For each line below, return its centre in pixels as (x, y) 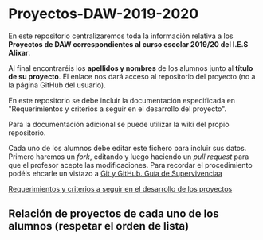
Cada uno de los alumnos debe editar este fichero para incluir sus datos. (128, 148)
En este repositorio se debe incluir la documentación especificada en (122, 100)
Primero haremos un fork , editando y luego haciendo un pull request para (129, 157)
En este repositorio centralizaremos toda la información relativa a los (121, 36)
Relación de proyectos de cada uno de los (114, 214)
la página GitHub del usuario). (57, 85)
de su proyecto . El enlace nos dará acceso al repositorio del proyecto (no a (132, 76)
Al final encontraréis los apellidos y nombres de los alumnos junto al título (131, 68)
